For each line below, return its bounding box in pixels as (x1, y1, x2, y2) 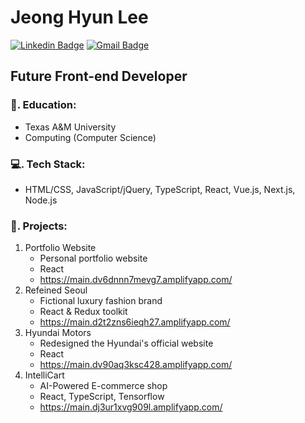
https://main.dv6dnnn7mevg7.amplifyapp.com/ (39, 274, 233, 286)
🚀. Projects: (10, 219, 68, 233)
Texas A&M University (24, 121, 117, 133)
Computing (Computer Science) (24, 131, 157, 143)
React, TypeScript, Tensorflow (39, 391, 165, 403)
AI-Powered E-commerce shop (39, 380, 168, 392)
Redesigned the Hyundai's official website (39, 337, 214, 350)
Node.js (24, 194, 58, 206)
